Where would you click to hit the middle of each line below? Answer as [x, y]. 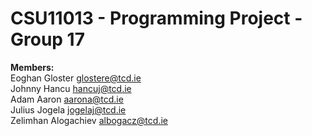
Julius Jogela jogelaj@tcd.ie [68, 109]
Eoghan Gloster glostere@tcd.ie [76, 78]
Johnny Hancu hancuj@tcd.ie [71, 88]
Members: [32, 67]
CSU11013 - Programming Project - [156, 18]
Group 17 [47, 39]
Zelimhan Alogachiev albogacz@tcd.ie [89, 120]
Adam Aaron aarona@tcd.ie [67, 99]
